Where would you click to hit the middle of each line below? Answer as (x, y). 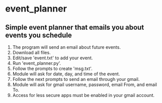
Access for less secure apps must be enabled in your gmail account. (84, 95)
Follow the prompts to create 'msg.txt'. (52, 69)
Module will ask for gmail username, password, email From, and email (85, 84)
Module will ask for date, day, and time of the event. (66, 74)
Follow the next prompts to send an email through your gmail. (76, 79)
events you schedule (38, 35)
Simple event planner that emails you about (75, 27)
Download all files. (32, 53)
